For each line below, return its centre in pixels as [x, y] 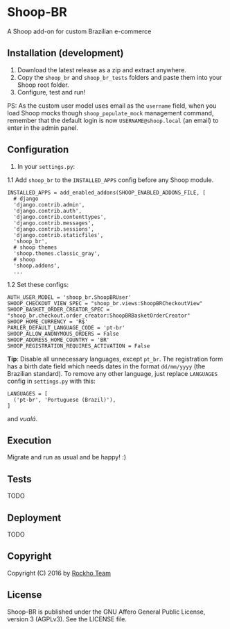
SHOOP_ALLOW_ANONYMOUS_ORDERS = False [63, 334]
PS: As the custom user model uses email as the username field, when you [112, 106]
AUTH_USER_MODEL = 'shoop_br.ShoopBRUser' [69, 297]
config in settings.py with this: [51, 381]
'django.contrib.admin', [49, 205]
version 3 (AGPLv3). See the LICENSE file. [67, 619]
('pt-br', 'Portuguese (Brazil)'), [65, 400]
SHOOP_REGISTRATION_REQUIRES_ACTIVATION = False [79, 346]
